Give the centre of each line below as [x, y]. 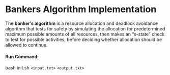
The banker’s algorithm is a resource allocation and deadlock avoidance [82, 23]
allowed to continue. [26, 45]
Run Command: [22, 56]
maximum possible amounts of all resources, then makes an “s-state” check [85, 34]
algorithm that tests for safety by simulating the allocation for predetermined [85, 28]
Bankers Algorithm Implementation [81, 9]
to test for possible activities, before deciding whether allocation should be [84, 40]
